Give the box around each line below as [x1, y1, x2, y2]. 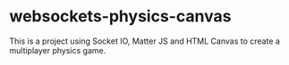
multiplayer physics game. [9, 45, 106, 55]
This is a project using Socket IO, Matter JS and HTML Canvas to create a [9, 36, 280, 46]
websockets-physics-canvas [9, 6, 232, 27]
